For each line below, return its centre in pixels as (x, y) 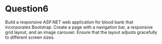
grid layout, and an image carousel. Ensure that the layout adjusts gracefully (81, 32)
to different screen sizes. (30, 37)
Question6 (27, 9)
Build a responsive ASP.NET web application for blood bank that (69, 22)
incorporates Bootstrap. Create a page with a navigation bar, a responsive (79, 27)
